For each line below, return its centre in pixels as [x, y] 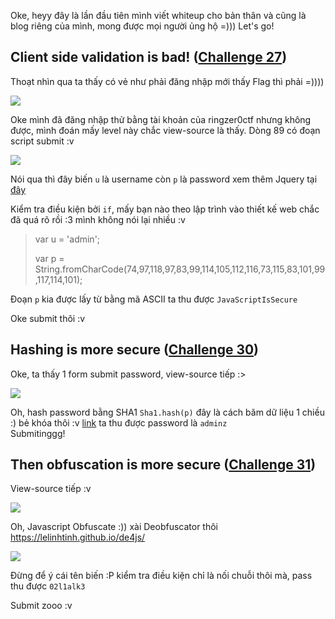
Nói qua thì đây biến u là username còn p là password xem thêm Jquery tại [164, 179]
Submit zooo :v [41, 606]
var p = [49, 258]
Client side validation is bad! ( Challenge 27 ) [149, 57]
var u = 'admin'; [67, 239]
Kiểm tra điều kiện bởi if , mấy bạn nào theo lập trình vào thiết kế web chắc [165, 209]
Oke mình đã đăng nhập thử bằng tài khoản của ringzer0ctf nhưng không [161, 119]
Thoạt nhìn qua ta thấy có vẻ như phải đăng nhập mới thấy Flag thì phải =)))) [167, 81]
